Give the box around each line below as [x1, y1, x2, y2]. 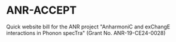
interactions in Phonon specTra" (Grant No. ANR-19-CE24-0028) [6, 29, 166, 36]
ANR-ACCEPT [6, 4, 77, 17]
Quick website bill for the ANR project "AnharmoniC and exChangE [6, 23, 171, 30]
